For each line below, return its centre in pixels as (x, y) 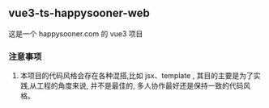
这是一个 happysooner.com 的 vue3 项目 (76, 33)
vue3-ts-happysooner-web (79, 13)
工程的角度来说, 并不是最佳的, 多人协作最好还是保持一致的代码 (140, 86)
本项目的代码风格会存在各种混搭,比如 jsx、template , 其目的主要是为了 (137, 76)
